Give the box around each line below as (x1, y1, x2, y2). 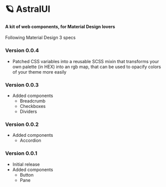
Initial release (12, 161, 40, 167)
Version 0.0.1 (5, 150, 37, 157)
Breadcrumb (19, 97, 46, 104)
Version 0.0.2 (5, 121, 39, 128)
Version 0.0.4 (5, 47, 39, 54)
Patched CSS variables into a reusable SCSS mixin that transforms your (12, 58, 160, 64)
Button (19, 172, 34, 178)
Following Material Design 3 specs (5, 35, 76, 41)
